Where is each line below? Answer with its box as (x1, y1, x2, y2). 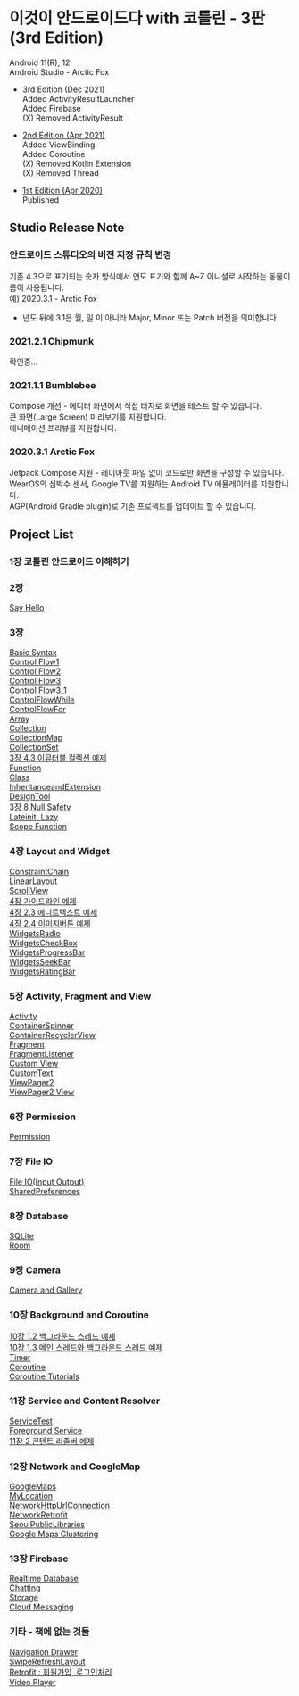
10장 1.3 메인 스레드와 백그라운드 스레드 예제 (9, 1342, 163, 1352)
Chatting (9, 1583, 41, 1593)
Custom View (9, 1059, 59, 1069)
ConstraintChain (9, 866, 70, 877)
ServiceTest (9, 1416, 54, 1426)
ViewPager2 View (9, 1086, 75, 1098)
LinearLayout (9, 876, 58, 886)
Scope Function (9, 821, 68, 832)
